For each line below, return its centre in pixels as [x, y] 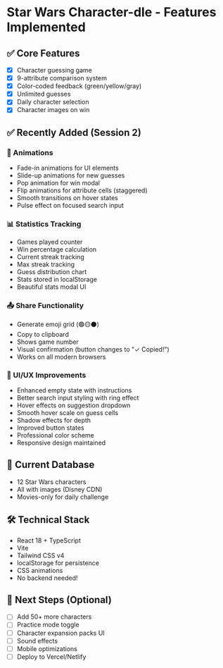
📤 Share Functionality [45, 306]
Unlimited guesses [44, 94]
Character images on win [53, 110]
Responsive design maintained [61, 443]
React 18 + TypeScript [49, 540]
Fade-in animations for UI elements [68, 168]
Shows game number [47, 342]
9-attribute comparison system [62, 78]
